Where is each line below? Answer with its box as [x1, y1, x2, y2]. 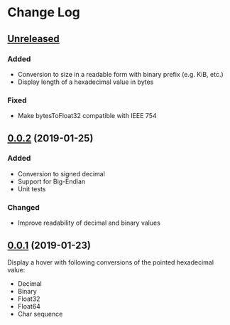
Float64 [17, 302, 41, 310]
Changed [7, 202, 40, 212]
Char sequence [17, 309, 63, 318]
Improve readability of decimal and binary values [17, 218, 161, 228]
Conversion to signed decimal [17, 169, 105, 178]
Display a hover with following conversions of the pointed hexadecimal [7, 257, 214, 267]
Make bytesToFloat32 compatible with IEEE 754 [17, 112, 158, 120]
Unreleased [7, 33, 60, 45]
